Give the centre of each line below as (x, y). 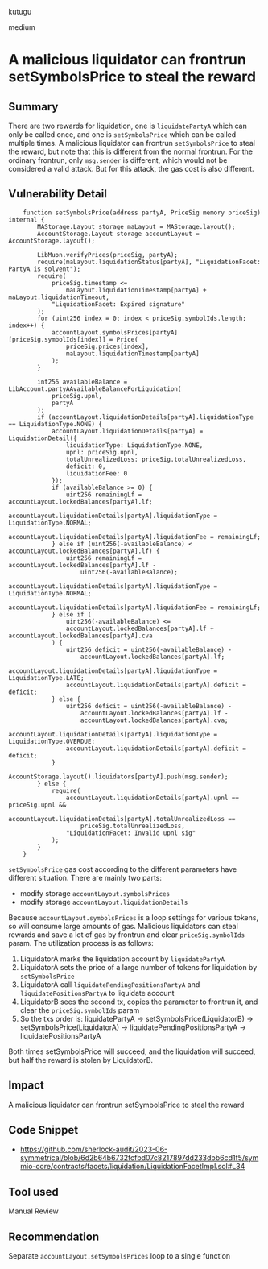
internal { (27, 220)
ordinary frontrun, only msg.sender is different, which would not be (118, 160)
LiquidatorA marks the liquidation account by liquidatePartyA (122, 959)
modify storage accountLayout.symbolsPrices (95, 893)
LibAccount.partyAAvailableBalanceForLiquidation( (95, 389)
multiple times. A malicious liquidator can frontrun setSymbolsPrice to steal (132, 143)
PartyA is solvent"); (45, 269)
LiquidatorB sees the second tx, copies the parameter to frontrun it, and (139, 1002)
